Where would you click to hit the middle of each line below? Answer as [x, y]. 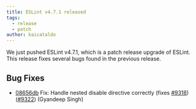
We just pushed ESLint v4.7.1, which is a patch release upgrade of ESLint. [99, 52]
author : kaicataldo [31, 35]
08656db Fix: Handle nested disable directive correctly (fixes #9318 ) [102, 92]
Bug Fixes [25, 78]
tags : [13, 18]
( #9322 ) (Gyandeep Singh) [49, 99]
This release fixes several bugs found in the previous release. [84, 59]
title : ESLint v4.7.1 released [46, 12]
